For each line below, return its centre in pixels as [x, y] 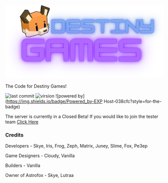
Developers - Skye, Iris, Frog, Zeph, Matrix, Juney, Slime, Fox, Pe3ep [76, 146]
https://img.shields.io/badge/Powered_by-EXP [55, 101]
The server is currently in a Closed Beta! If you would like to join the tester [82, 116]
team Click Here [22, 122]
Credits [14, 135]
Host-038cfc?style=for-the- [133, 101]
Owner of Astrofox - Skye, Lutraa [39, 175]
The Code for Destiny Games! [36, 86]
